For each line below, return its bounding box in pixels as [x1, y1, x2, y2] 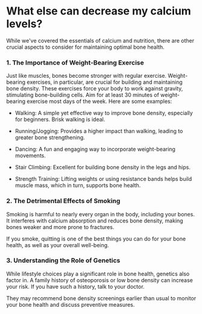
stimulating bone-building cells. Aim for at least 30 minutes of [6, 92, 160, 99]
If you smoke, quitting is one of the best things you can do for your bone [6, 235, 186, 242]
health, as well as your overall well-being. [6, 241, 110, 248]
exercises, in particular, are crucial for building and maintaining [27, 78, 183, 86]
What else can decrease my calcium [6, 4, 191, 18]
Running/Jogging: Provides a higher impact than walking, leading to [14, 128, 183, 135]
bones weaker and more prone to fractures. [6, 223, 115, 230]
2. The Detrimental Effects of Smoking [6, 197, 121, 206]
